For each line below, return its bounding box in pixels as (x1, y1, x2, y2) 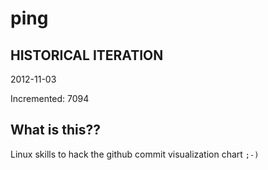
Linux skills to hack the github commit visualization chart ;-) (10, 148, 260, 160)
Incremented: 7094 (10, 93, 90, 104)
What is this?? (10, 122, 101, 139)
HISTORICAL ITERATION (10, 47, 164, 64)
